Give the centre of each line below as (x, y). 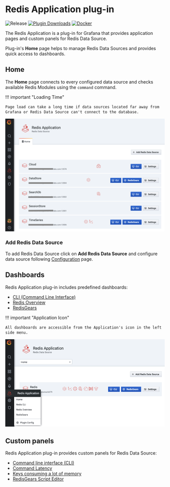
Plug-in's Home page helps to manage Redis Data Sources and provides (81, 48)
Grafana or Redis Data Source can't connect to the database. (72, 112)
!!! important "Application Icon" (37, 317)
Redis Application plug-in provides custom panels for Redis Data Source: (81, 453)
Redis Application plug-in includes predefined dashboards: (67, 287)
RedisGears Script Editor (38, 479)
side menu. (17, 333)
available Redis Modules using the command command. (61, 87)
